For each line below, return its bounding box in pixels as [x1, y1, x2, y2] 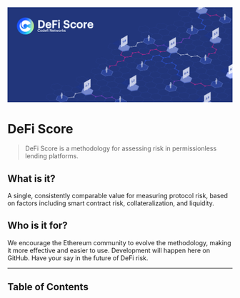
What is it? [7, 173, 56, 185]
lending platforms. [24, 152, 79, 160]
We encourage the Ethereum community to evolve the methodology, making [7, 238, 231, 247]
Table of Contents [7, 281, 89, 293]
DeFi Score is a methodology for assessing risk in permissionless [24, 144, 217, 153]
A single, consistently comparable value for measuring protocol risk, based [7, 192, 229, 200]
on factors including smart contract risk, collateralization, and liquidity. [7, 199, 214, 207]
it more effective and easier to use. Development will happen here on [7, 246, 211, 255]
